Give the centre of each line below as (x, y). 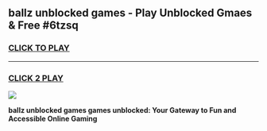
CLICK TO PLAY (39, 48)
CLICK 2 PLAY (36, 78)
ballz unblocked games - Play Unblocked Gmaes (130, 13)
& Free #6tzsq (44, 26)
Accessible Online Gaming (53, 118)
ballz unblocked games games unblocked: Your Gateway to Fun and (122, 110)
